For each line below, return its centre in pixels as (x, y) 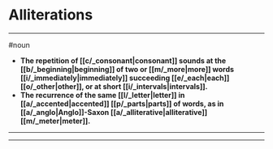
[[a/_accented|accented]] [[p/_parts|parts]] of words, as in (122, 104)
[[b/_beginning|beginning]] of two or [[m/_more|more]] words (127, 69)
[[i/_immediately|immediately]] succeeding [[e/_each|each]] (125, 78)
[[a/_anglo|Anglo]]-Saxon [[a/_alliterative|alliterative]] (114, 112)
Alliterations (51, 15)
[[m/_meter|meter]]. (55, 121)
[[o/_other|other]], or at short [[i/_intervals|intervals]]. (114, 86)
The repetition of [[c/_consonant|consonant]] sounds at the (123, 60)
